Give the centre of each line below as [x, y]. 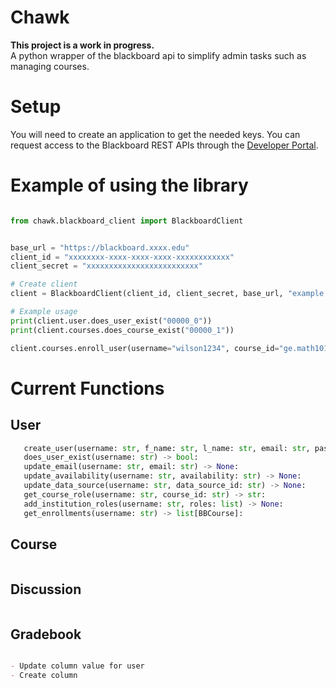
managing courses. [50, 66]
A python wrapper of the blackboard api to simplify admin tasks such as [158, 55]
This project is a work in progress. [82, 45]
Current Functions [87, 388]
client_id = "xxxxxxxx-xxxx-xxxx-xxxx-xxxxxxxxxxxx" [122, 257]
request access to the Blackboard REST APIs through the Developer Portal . [164, 145]
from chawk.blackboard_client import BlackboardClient [127, 221]
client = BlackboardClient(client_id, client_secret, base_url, [147, 294]
